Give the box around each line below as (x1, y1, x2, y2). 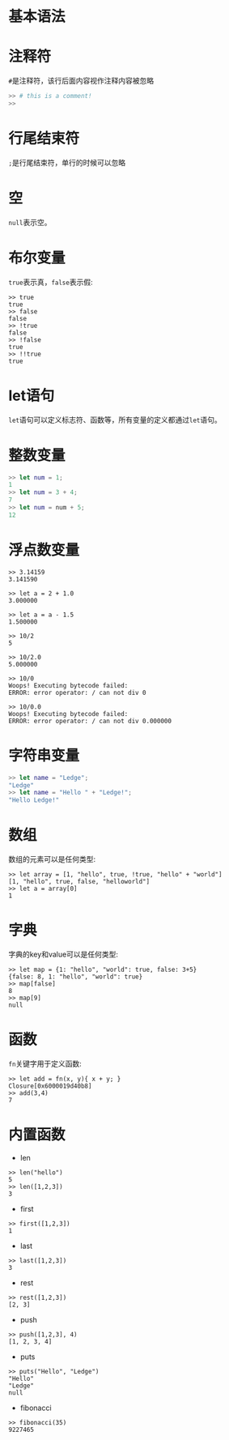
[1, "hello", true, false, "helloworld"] (8, 878, 151, 886)
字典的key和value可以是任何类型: (8, 949, 119, 960)
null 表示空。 (8, 217, 52, 227)
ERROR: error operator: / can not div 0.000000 (8, 717, 172, 725)
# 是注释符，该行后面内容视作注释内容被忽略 (8, 76, 155, 86)
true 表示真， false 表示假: (8, 277, 93, 287)
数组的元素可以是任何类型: (8, 854, 96, 864)
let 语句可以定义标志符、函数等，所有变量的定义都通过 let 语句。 (8, 415, 222, 424)
